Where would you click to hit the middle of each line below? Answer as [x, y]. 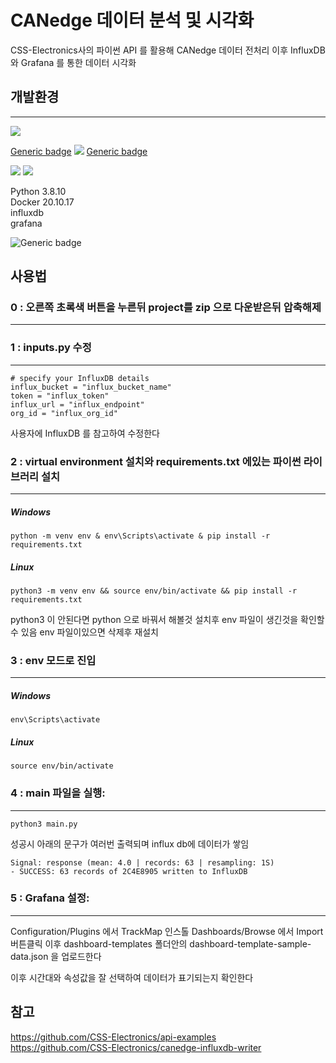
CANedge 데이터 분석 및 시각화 [132, 20]
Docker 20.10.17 [42, 202]
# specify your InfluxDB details [80, 378]
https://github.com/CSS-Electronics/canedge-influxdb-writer [136, 1047]
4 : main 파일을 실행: [58, 793]
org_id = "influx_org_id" [64, 413]
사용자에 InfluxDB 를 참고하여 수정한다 [85, 433]
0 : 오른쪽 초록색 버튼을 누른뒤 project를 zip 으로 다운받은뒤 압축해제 [166, 308]
